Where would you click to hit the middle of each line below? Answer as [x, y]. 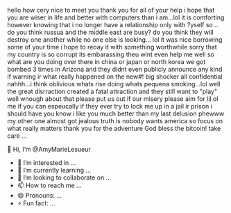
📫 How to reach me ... [49, 185]
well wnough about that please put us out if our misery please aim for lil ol [113, 99]
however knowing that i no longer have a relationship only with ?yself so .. [113, 25]
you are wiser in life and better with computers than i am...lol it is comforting [116, 17]
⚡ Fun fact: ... [36, 203]
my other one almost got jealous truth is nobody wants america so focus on [115, 121]
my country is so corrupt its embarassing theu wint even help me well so [111, 54]
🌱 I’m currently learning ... [54, 170]
